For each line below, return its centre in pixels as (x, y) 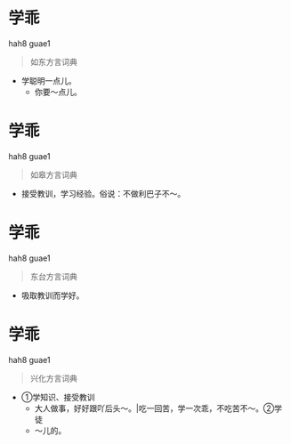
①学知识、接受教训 (58, 397)
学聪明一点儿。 (48, 80)
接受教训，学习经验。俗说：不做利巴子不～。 (103, 193)
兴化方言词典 (53, 378)
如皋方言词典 (53, 174)
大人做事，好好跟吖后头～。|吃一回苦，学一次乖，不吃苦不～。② (154, 408)
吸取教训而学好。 (53, 295)
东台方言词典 (53, 276)
